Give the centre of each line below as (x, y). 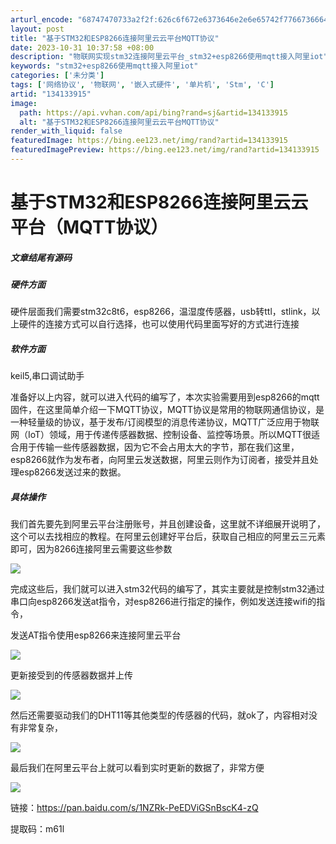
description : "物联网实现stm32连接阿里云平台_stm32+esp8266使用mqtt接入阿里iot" (169, 57)
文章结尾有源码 (41, 257)
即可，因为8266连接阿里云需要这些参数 (91, 549)
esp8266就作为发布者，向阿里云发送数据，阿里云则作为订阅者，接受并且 (160, 460)
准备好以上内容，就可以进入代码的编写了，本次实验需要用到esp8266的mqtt (165, 397)
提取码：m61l (37, 829)
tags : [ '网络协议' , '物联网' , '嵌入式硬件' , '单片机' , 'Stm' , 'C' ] (142, 85)
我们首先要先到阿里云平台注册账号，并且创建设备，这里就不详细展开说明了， (168, 524)
